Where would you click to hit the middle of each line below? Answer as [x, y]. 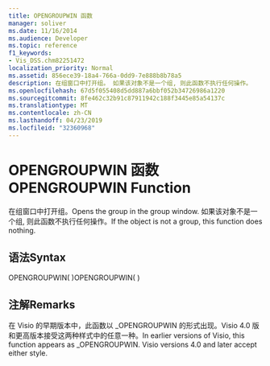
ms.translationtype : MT [48, 105]
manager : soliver [37, 23]
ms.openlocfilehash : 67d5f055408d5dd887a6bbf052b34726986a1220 [117, 90]
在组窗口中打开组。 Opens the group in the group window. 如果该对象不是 [130, 211]
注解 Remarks [42, 304]
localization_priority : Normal [61, 68]
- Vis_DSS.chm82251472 [46, 61]
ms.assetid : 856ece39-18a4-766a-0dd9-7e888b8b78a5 [95, 76]
